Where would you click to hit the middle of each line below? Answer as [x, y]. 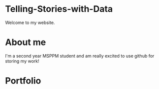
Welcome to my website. [30, 22]
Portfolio [23, 81]
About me [26, 42]
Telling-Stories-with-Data [59, 9]
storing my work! [22, 61]
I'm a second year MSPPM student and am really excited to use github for [80, 56]
